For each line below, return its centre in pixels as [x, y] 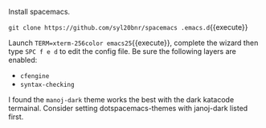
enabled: [23, 60]
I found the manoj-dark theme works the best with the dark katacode [121, 99]
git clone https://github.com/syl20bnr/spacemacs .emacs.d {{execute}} [128, 27]
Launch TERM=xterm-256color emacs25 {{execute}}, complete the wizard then [133, 43]
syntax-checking [47, 85]
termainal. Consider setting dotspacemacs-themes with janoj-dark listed [128, 108]
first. [16, 117]
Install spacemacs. [39, 12]
